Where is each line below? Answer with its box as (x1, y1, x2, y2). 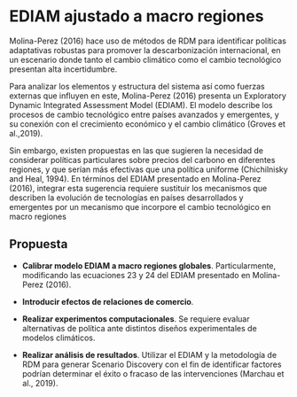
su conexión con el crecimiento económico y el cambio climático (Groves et (9, 118, 286, 129)
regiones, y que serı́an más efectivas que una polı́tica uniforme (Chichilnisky (9, 164, 288, 175)
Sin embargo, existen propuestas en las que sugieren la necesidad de (9, 144, 264, 156)
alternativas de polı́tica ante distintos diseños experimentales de (21, 323, 257, 333)
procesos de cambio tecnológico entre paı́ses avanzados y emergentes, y (9, 109, 279, 120)
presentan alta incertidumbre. (9, 64, 118, 74)
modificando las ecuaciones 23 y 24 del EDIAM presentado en (21, 269, 251, 280)
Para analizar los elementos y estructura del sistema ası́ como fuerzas (9, 81, 265, 91)
